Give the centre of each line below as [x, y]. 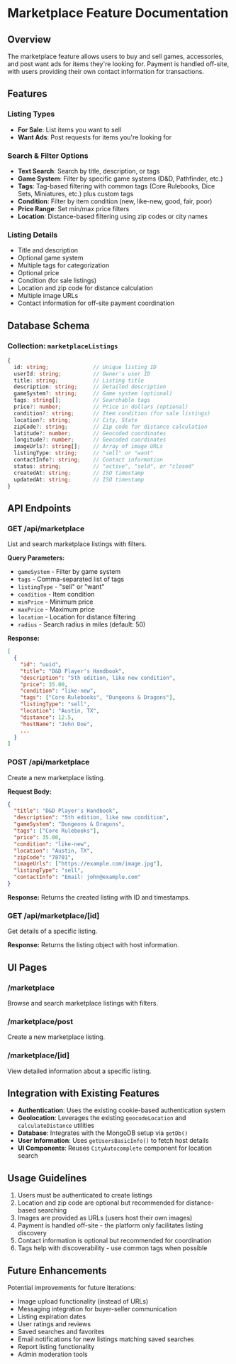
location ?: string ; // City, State [76, 420]
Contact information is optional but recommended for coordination [114, 1241]
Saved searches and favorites [61, 1331]
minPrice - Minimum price [55, 602]
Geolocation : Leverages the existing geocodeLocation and [102, 1118]
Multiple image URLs [48, 296]
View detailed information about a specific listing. [79, 1071]
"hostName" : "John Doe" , [57, 724]
